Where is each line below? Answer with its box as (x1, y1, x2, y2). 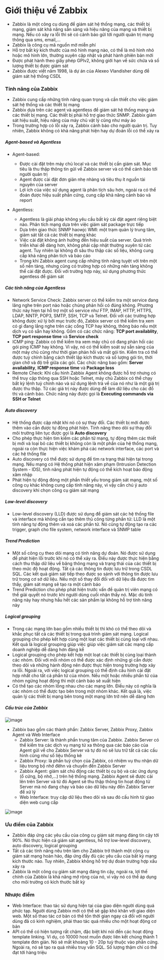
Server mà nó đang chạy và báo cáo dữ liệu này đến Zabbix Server (19, 784, 155, 790)
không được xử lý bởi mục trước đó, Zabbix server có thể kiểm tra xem (12, 318, 154, 324)
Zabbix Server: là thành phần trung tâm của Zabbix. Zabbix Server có (19, 737, 159, 743)
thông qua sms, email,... (12, 37, 61, 43)
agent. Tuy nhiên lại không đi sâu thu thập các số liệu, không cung (19, 247, 154, 253)
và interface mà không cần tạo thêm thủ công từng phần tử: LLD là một (12, 516, 156, 522)
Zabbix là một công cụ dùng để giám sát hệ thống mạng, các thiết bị (12, 21, 150, 27)
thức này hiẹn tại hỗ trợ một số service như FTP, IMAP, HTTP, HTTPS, (12, 308, 153, 314)
